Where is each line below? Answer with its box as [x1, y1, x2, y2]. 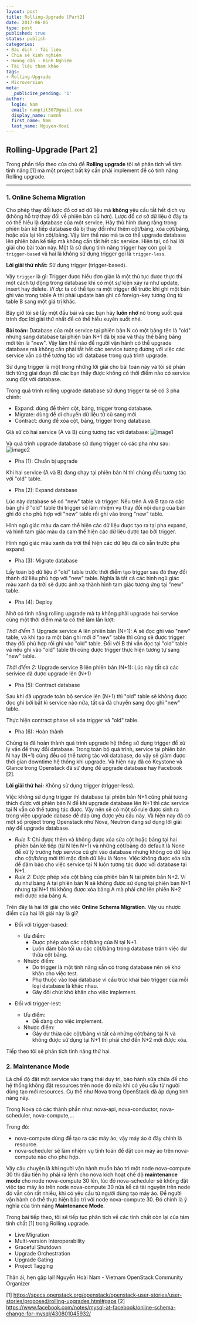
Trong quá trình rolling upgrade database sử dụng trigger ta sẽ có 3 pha [6, 387, 180, 394]
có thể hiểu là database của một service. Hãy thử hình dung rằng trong [6, 219, 177, 226]
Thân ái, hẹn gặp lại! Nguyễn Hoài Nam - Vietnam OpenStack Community [6, 1274, 184, 1281]
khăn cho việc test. [32, 970, 78, 977]
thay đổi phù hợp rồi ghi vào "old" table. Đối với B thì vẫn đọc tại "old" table [6, 640, 188, 647]
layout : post [6, 8, 38, 15]
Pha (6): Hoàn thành [14, 728, 63, 735]
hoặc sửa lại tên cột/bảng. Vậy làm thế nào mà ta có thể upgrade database [6, 231, 186, 238]
